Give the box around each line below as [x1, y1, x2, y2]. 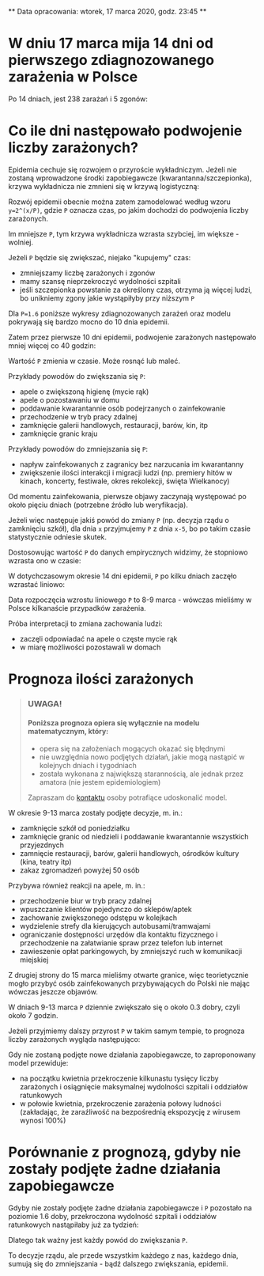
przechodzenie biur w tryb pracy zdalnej [19, 896, 152, 906]
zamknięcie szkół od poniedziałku [19, 824, 130, 833]
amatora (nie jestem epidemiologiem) [39, 778, 161, 787]
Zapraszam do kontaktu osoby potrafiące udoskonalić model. [27, 793, 228, 802]
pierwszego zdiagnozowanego [8, 51, 215, 70]
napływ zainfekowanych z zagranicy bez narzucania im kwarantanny [19, 459, 244, 469]
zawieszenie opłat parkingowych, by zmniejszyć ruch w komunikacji [19, 947, 243, 956]
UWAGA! [27, 698, 62, 709]
